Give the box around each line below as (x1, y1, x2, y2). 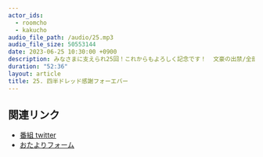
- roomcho (15, 19, 47, 27)
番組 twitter (19, 130, 56, 140)
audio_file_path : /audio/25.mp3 (8, 33, 113, 42)
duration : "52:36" (8, 63, 68, 71)
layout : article (8, 70, 61, 78)
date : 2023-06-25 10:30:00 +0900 (8, 48, 117, 56)
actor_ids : (8, 11, 44, 20)
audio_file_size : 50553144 (8, 41, 96, 49)
